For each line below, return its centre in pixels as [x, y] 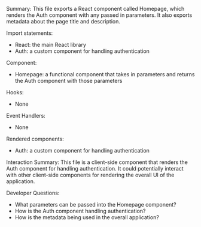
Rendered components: [35, 139]
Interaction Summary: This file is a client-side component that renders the [97, 162]
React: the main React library [51, 45]
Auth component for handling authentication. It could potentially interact [95, 168]
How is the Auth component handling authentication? [80, 211]
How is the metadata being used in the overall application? [87, 217]
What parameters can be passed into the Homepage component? [95, 204]
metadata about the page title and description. [63, 21]
